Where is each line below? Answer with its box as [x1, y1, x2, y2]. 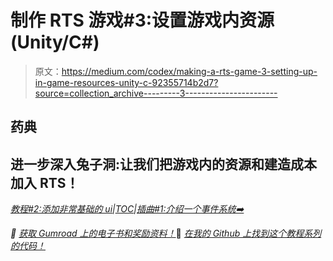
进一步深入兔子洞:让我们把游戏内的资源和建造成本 [10, 156, 318, 173]
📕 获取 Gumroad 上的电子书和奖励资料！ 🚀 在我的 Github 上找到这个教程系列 [10, 227, 322, 240]
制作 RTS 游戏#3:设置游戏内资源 [10, 9, 275, 32]
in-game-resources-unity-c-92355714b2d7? [34, 76, 219, 88]
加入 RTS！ [10, 174, 80, 191]
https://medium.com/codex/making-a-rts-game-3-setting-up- [61, 65, 318, 77]
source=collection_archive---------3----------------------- [34, 87, 278, 99]
